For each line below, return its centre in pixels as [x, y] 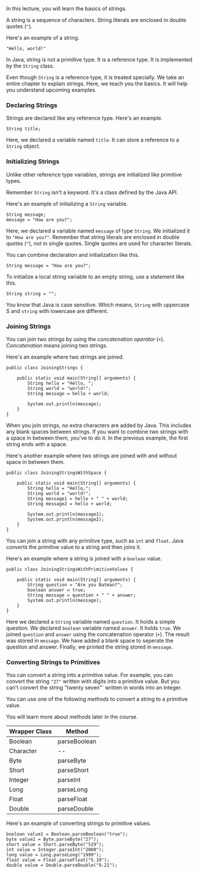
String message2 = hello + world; [70, 504]
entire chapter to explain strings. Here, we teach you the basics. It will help [97, 83]
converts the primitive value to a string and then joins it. [74, 547]
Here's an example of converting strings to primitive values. [79, 823]
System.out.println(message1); [66, 514]
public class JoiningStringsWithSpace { [57, 473]
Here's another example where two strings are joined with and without [92, 456]
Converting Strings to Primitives [53, 662]
